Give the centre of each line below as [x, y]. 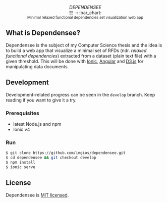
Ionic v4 [21, 129]
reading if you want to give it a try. [41, 100]
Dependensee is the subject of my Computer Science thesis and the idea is [84, 45]
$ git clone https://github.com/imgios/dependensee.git [66, 153]
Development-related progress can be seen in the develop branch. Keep [80, 94]
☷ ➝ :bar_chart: [85, 13]
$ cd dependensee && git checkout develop [51, 158]
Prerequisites [22, 113]
